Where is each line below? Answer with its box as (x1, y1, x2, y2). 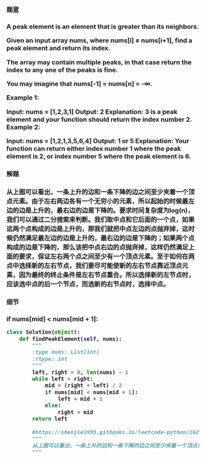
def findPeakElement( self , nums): (19, 335, 123, 342)
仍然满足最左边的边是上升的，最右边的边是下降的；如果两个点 (12, 233, 195, 242)
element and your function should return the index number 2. (6, 115, 192, 123)
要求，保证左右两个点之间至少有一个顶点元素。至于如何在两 (18, 252, 195, 260)
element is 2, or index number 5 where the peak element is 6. (6, 152, 191, 161)
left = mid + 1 (57, 395, 103, 403)
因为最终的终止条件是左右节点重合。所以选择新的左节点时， (18, 270, 195, 279)
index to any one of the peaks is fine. (6, 66, 118, 74)
